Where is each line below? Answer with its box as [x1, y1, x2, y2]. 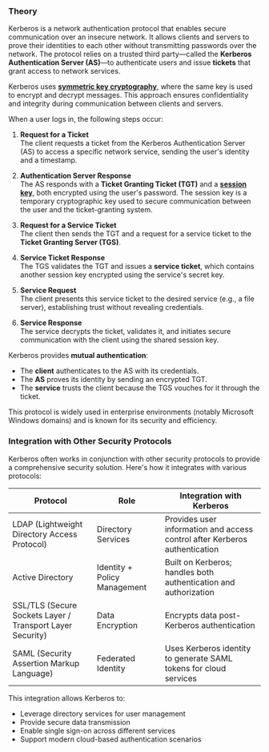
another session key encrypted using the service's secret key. [19, 270, 225, 279]
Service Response [19, 318, 82, 328]
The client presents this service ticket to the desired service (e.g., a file [19, 294, 255, 304]
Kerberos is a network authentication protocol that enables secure [8, 24, 227, 34]
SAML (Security [12, 647, 72, 658]
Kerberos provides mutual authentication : [8, 351, 149, 360]
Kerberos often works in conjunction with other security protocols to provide [8, 454, 260, 464]
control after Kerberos [164, 533, 248, 545]
